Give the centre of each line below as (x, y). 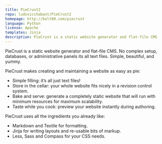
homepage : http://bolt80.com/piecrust (45, 19)
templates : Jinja (23, 32)
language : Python (23, 23)
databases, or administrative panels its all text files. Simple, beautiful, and (80, 56)
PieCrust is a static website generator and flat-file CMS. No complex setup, (81, 51)
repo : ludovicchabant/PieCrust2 (38, 14)
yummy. (13, 61)
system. (20, 91)
